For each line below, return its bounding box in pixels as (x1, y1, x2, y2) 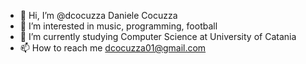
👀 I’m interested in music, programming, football (19, 20, 218, 32)
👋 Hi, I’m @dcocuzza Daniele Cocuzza (19, 10, 178, 21)
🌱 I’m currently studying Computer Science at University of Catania (19, 31, 297, 42)
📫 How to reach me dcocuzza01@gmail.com (19, 42, 207, 54)
